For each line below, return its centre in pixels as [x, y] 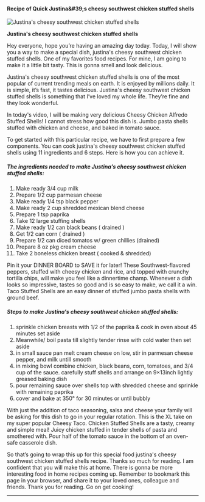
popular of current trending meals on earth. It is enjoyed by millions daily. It [101, 84]
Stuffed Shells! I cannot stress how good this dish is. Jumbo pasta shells [97, 122]
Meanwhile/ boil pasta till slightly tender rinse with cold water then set [103, 340]
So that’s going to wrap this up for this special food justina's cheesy [92, 454]
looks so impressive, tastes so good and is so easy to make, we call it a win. [102, 285]
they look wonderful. [33, 103]
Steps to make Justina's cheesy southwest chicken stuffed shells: [93, 311]
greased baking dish [41, 379]
